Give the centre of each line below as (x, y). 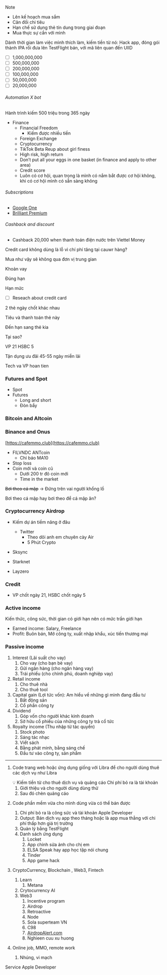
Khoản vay (16, 268)
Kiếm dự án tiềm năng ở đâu (41, 522)
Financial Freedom (39, 128)
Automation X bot (23, 97)
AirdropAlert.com (45, 933)
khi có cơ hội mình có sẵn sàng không (59, 181)
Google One (25, 208)
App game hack (43, 860)
